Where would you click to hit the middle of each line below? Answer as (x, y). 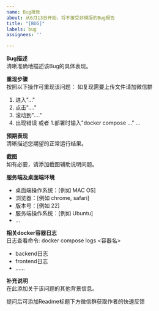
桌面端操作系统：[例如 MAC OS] (55, 190)
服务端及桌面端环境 (31, 177)
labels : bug (21, 29)
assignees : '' (24, 35)
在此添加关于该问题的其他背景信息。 (52, 288)
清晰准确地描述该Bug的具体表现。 (49, 66)
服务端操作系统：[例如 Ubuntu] (54, 213)
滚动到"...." (28, 115)
